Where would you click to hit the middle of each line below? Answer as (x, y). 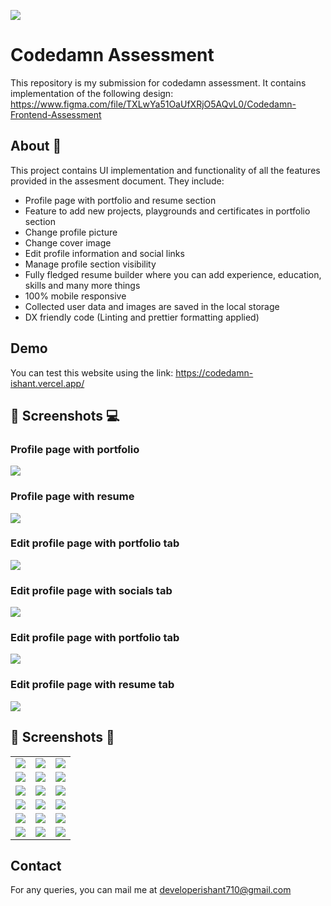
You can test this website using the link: (92, 372)
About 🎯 (36, 146)
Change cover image (68, 242)
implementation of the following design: (92, 93)
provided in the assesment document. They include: (117, 181)
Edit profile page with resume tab (92, 685)
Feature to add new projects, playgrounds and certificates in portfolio (167, 211)
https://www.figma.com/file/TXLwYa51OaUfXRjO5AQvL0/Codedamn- (153, 104)
